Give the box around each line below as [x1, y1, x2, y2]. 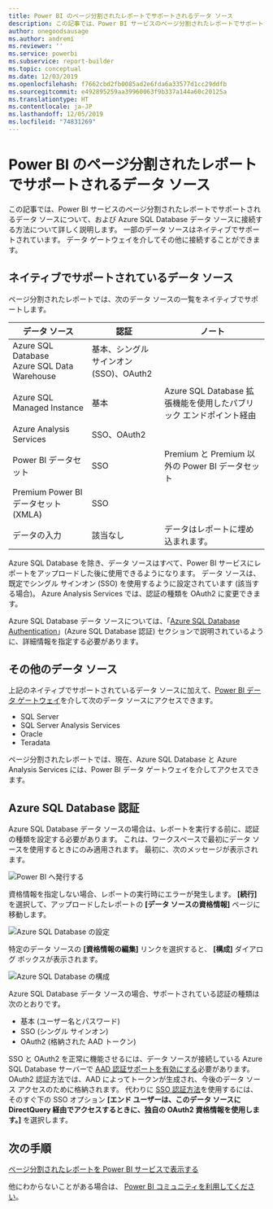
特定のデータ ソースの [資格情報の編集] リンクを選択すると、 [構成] [8, 945, 233, 954]
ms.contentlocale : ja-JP [8, 103, 93, 111]
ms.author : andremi [8, 34, 75, 43]
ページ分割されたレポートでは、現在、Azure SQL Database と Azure [8, 754, 237, 765]
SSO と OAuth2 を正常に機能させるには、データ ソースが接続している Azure [8, 1054, 262, 1064]
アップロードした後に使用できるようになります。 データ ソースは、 [36, 568, 261, 578]
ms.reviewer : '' [8, 42, 63, 50]
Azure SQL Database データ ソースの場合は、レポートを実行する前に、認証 [8, 824, 260, 834]
